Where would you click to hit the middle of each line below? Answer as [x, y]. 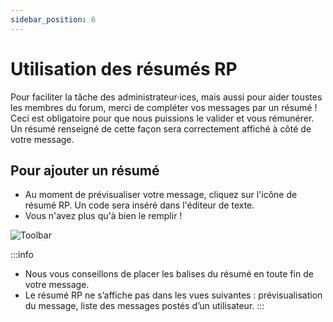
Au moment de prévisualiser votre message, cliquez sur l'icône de [161, 195]
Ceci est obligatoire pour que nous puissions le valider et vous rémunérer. [162, 118]
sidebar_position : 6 [53, 19]
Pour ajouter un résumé [85, 170]
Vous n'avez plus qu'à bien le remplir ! [103, 216]
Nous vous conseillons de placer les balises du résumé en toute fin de [169, 274]
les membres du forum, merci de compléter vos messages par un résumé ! [164, 107]
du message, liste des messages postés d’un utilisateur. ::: [144, 306]
